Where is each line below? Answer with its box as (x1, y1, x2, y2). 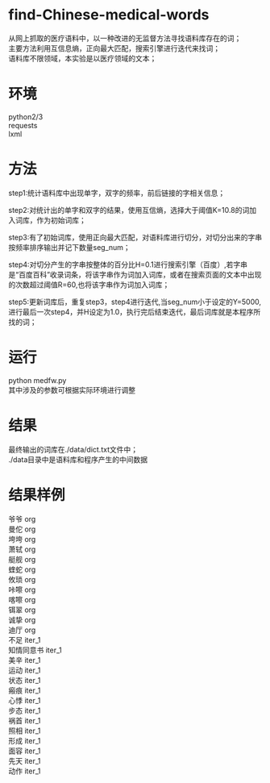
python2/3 (8, 111, 44, 122)
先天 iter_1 (8, 756, 41, 765)
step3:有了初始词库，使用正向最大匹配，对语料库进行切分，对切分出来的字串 (8, 232, 263, 242)
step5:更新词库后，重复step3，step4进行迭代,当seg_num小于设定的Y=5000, (8, 297, 262, 306)
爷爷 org (8, 514, 36, 523)
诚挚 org (8, 614, 36, 624)
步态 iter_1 (8, 706, 41, 715)
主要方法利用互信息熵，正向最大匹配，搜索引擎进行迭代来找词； (8, 43, 220, 53)
